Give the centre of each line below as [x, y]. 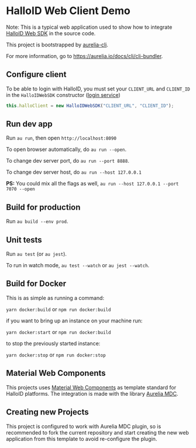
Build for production [43, 207]
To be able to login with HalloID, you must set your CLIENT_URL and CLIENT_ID [98, 89]
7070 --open [20, 189]
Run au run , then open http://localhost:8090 [61, 138]
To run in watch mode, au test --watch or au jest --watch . [78, 265]
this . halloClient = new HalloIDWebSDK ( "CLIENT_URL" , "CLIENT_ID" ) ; [90, 106]
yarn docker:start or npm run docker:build [59, 332]
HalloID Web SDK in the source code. [51, 33]
